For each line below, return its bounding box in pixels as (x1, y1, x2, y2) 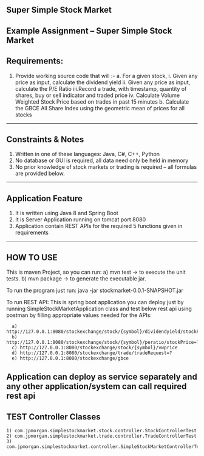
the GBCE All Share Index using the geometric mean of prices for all (15, 104, 185, 112)
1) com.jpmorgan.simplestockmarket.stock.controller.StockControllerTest (6, 428, 197, 434)
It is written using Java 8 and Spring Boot (15, 210, 118, 217)
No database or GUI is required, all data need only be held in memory (15, 157, 189, 164)
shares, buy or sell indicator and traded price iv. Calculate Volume (15, 91, 180, 99)
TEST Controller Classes (6, 411, 101, 422)
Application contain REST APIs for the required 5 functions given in (15, 223, 183, 230)
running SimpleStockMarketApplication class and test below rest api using (6, 305, 192, 313)
